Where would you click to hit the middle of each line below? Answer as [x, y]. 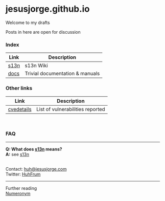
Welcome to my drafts [28, 22]
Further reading [21, 188]
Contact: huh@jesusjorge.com [36, 169]
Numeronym [18, 193]
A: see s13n [17, 154]
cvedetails [20, 109]
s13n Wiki [36, 66]
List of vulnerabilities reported [71, 109]
